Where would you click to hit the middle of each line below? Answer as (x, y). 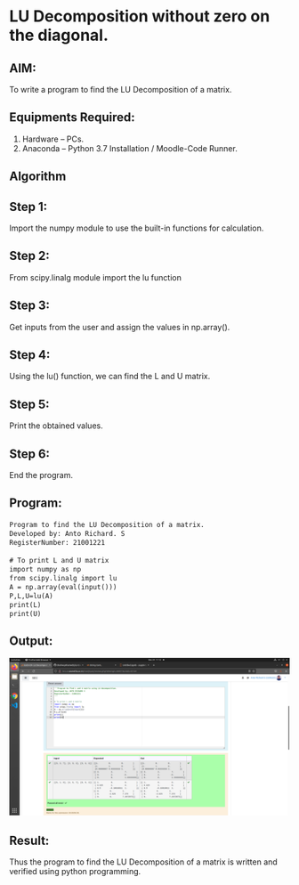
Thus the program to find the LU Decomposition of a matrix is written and (143, 862)
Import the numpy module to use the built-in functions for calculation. (137, 228)
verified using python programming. (75, 872)
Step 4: (30, 355)
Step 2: (30, 256)
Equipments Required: (72, 118)
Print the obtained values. (57, 426)
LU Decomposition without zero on (140, 16)
